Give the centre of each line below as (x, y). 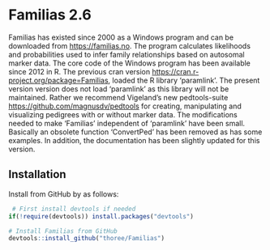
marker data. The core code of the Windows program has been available (130, 63)
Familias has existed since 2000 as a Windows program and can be (121, 37)
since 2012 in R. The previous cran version (79, 71)
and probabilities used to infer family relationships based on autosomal (126, 54)
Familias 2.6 (50, 15)
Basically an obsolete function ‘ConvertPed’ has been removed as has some (135, 132)
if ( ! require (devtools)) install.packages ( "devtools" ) (101, 216)
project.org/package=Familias (58, 80)
